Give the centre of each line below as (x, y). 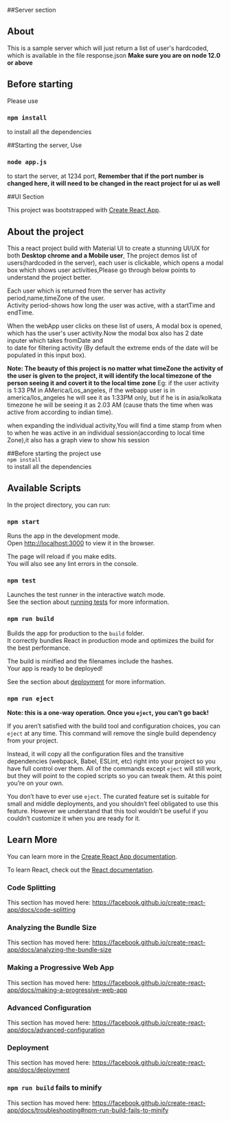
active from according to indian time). (60, 412)
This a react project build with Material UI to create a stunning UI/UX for (108, 248)
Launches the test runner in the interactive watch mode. (87, 595)
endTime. (21, 313)
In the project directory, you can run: (59, 505)
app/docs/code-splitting (42, 910)
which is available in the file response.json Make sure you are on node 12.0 (114, 55)
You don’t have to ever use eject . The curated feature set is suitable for (108, 797)
